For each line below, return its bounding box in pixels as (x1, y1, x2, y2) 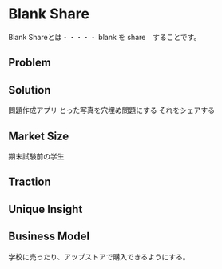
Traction (8, 175, 51, 189)
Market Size (8, 129, 69, 143)
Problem (8, 56, 52, 70)
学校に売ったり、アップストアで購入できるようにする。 (8, 251, 190, 261)
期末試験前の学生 (8, 151, 65, 161)
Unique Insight (8, 202, 83, 216)
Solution (8, 83, 51, 97)
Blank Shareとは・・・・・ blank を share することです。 (8, 32, 201, 42)
